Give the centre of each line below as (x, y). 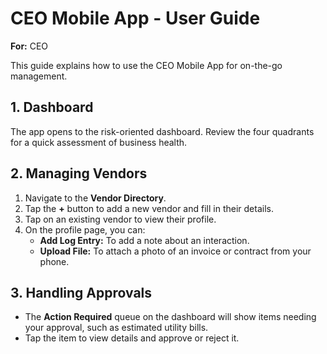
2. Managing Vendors (79, 173)
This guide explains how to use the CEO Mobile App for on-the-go (146, 65)
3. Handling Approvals (81, 292)
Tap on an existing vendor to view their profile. (120, 219)
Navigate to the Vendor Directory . (95, 198)
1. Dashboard (52, 107)
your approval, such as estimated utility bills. (116, 328)
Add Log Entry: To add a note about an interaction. (144, 240)
